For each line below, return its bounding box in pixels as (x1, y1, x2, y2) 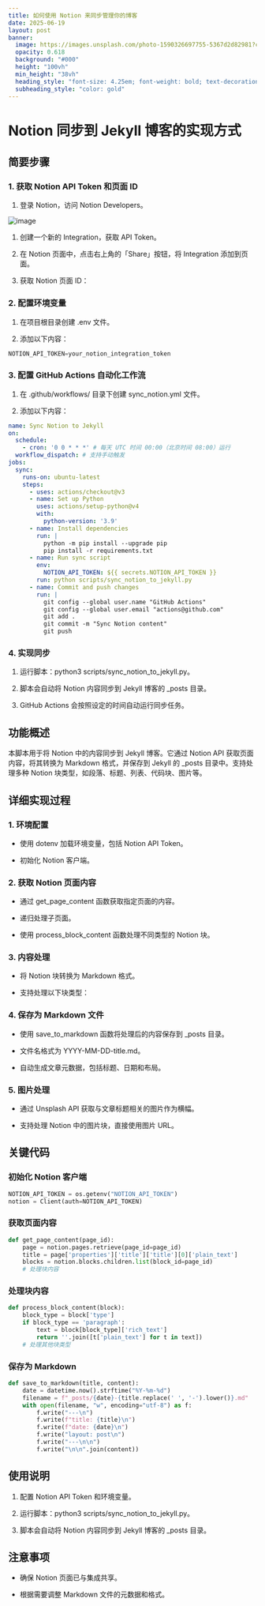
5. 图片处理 (8, 1084, 50, 1095)
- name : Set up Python (28, 495, 104, 503)
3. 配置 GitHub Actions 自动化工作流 (8, 370, 146, 381)
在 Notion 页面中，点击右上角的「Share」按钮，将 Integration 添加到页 (19, 250, 248, 259)
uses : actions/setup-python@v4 (36, 502, 140, 510)
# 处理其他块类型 (22, 1341, 71, 1348)
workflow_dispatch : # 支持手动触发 (15, 451, 125, 459)
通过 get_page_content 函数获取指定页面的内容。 (19, 897, 179, 906)
